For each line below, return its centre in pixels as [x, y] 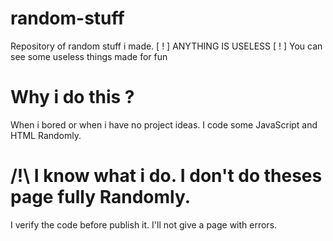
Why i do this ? [72, 97]
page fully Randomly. [101, 197]
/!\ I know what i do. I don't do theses [166, 176]
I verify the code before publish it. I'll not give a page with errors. [144, 224]
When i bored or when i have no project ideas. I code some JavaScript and [164, 124]
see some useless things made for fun [89, 56]
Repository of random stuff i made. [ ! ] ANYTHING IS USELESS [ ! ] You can [166, 46]
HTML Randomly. [46, 135]
